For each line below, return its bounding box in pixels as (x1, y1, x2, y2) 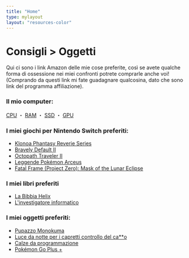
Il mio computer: (6, 97, 54, 106)
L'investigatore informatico (14, 199, 79, 206)
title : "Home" (6, 8, 41, 15)
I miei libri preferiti (6, 179, 59, 188)
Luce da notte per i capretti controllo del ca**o (14, 233, 128, 240)
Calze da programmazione (14, 239, 79, 246)
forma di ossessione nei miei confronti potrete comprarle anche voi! (6, 70, 170, 77)
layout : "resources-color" (6, 19, 72, 25)
